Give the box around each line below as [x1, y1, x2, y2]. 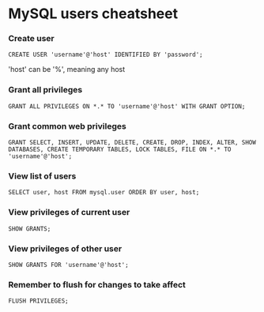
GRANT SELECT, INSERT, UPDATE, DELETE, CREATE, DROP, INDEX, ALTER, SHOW [8, 139, 257, 147]
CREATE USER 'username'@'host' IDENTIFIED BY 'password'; [8, 51, 203, 59]
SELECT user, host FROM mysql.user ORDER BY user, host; [8, 189, 200, 197]
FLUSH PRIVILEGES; [8, 297, 69, 305]
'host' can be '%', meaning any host [8, 65, 126, 74]
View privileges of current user [8, 207, 130, 218]
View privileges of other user [8, 242, 123, 254]
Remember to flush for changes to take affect [8, 279, 186, 290]
